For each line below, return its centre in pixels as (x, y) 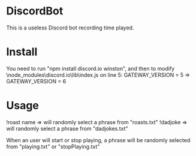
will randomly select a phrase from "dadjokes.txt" (67, 128)
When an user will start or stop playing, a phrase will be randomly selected (98, 140)
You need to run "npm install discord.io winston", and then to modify (91, 68)
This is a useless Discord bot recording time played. (70, 28)
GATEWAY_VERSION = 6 (36, 81)
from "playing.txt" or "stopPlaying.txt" (53, 146)
